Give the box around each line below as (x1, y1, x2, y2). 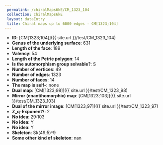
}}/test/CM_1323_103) (11, 98, 56, 104)
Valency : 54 (11, 51, 38, 57)
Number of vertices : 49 (11, 67, 62, 72)
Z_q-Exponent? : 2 (11, 109, 50, 115)
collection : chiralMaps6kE (6, 12, 63, 17)
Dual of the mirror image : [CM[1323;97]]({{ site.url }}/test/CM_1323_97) (11, 103, 159, 109)
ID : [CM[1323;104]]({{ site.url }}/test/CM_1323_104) (11, 35, 116, 41)
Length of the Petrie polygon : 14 (11, 56, 80, 62)
